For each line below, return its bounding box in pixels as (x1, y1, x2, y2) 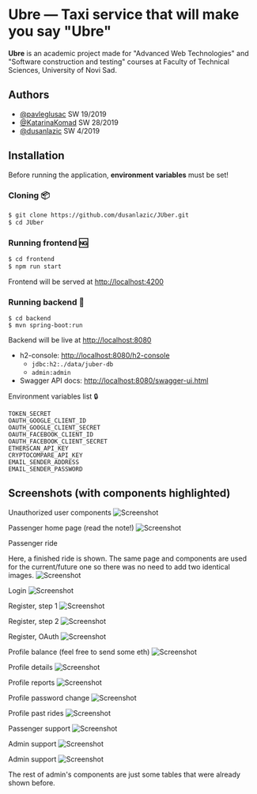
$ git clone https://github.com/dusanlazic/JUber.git (8, 211, 190, 219)
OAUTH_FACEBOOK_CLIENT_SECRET (8, 437, 108, 445)
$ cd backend (8, 314, 51, 322)
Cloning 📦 (8, 190, 50, 201)
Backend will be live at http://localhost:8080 (8, 335, 152, 345)
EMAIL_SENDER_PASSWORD (8, 465, 83, 473)
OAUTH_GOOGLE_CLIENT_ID (8, 417, 87, 425)
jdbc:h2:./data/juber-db (31, 360, 114, 369)
